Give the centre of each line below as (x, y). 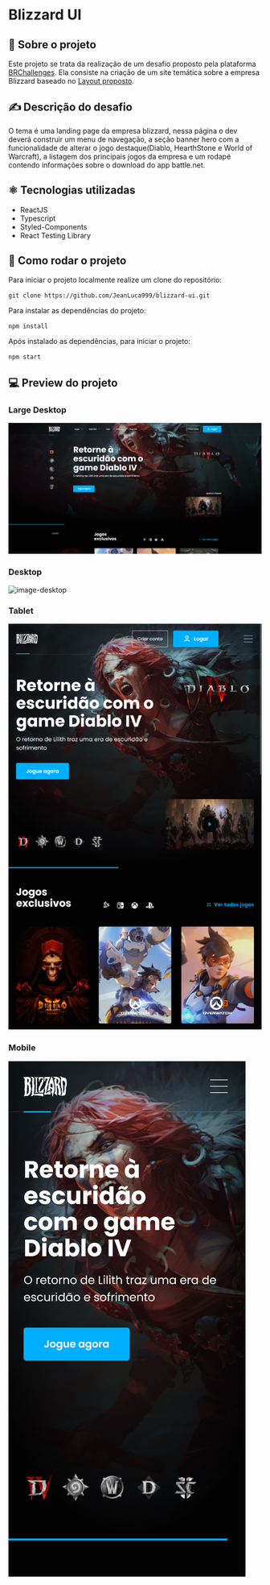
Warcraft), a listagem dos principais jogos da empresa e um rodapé (120, 156)
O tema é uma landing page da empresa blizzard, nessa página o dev (123, 130)
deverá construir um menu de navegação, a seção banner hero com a (124, 139)
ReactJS (34, 209)
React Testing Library (55, 235)
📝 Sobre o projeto (52, 45)
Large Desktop (37, 410)
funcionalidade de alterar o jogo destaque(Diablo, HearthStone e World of (131, 147)
